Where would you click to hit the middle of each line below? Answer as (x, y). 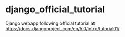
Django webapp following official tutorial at (50, 23)
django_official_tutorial (55, 9)
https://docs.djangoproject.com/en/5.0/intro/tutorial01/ (63, 28)
